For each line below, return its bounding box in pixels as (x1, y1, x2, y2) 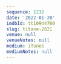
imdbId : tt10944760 (6, 20, 56, 26)
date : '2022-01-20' (6, 15, 56, 21)
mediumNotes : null (6, 49, 53, 55)
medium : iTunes (6, 43, 45, 49)
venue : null (6, 32, 36, 38)
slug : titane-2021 (6, 26, 53, 32)
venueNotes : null (6, 37, 50, 43)
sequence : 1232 (6, 9, 45, 15)
